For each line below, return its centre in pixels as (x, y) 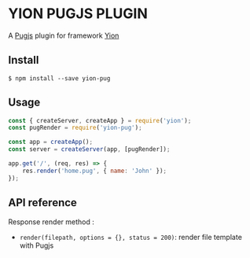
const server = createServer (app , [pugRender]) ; (89, 149)
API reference (42, 203)
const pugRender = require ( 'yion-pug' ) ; (75, 128)
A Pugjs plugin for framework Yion (64, 35)
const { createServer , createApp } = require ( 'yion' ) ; (100, 120)
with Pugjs (37, 245)
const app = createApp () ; (50, 142)
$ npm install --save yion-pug (59, 78)
